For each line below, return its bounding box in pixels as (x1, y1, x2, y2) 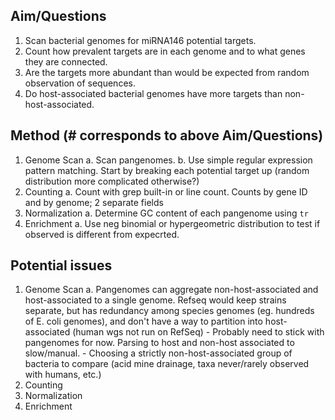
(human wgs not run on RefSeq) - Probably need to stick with (72, 326, 325, 338)
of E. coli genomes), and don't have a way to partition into (24, 315, 263, 328)
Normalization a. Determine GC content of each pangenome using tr (24, 207, 309, 219)
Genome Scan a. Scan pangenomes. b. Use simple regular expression (24, 154, 313, 166)
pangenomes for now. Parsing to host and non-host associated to (24, 337, 295, 349)
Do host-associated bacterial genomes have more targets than (24, 87, 283, 99)
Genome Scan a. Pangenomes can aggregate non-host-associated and (24, 284, 319, 296)
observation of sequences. (24, 77, 136, 89)
